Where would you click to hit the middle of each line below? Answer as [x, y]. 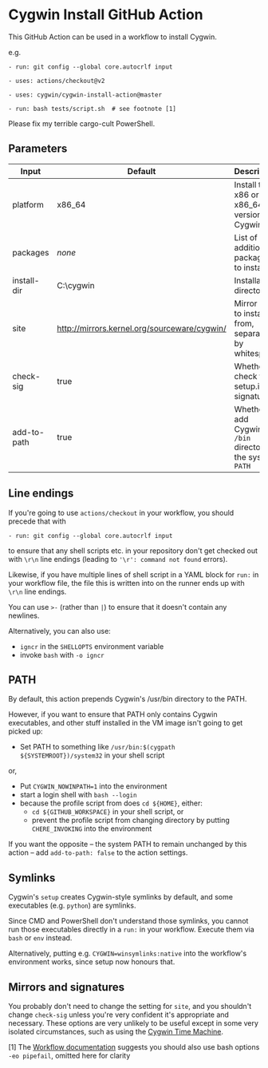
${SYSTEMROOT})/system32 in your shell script [92, 755]
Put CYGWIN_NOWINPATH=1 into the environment [93, 786]
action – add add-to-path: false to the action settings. [98, 852]
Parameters [38, 149]
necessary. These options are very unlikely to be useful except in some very [134, 1023]
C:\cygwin [76, 285]
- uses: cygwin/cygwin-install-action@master [85, 95]
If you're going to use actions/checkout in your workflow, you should [121, 512]
